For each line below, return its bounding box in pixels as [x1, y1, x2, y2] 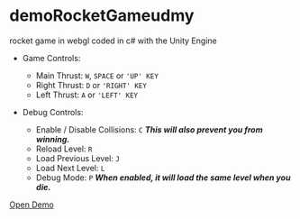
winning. [35, 133, 70, 144]
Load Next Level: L [35, 162, 105, 173]
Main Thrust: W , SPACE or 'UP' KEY [35, 69, 159, 81]
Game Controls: [22, 52, 81, 63]
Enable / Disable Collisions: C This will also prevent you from [35, 123, 263, 135]
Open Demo [9, 199, 54, 210]
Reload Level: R [35, 143, 93, 154]
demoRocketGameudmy [9, 5, 195, 26]
